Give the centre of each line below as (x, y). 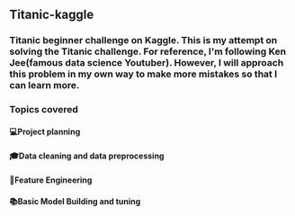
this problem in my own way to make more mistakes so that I (143, 74)
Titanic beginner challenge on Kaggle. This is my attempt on (143, 40)
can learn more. (45, 85)
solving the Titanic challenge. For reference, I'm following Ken (147, 51)
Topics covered (44, 110)
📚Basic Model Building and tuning (75, 201)
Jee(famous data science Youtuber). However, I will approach (147, 63)
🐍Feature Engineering (51, 180)
